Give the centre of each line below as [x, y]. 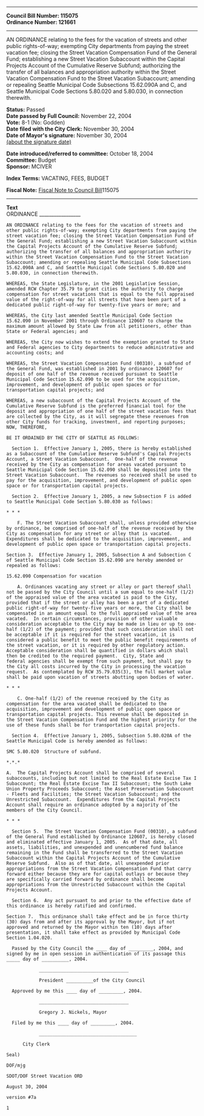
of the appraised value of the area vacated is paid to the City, [92, 598]
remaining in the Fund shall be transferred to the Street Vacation [95, 853]
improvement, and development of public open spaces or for [84, 385]
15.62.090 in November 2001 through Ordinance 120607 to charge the [95, 321]
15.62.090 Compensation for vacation [54, 576]
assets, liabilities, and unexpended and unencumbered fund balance [95, 847]
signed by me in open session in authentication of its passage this [96, 954]
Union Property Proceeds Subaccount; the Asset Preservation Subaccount [100, 789]
